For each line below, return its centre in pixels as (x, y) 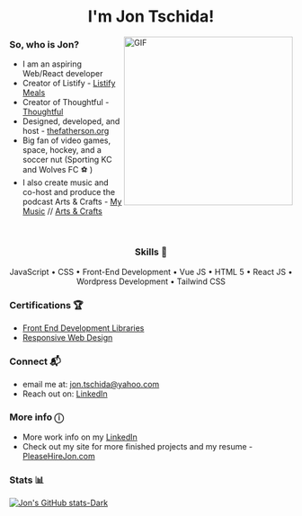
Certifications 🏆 (46, 305)
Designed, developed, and (71, 121)
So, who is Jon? (44, 45)
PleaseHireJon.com (59, 456)
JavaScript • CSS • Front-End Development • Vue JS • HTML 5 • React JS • (151, 271)
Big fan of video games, (67, 140)
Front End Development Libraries (83, 328)
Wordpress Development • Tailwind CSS (151, 281)
